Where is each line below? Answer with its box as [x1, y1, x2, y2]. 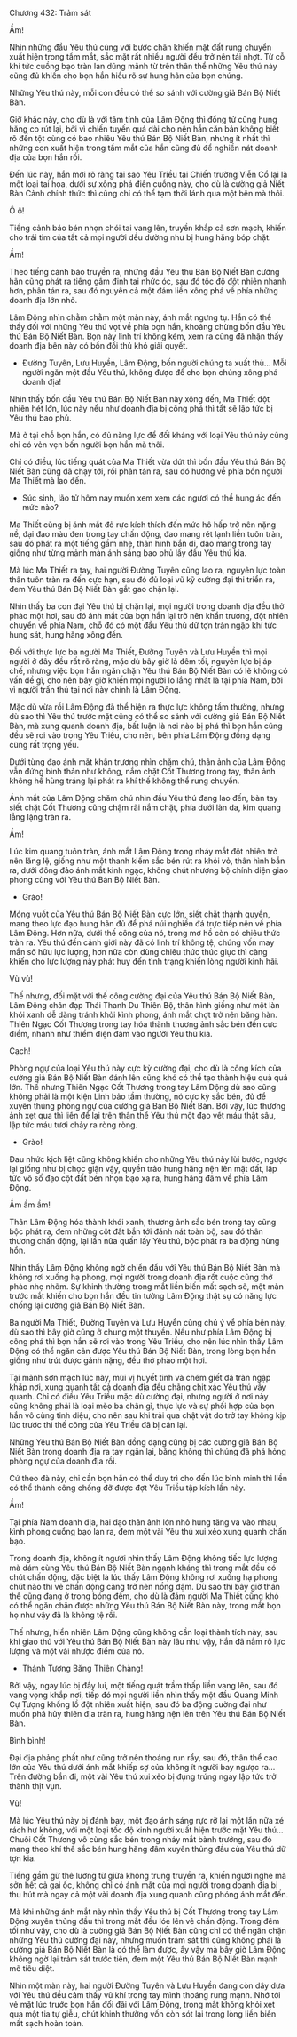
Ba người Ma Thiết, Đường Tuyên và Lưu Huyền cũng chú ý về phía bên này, [9, 1318, 286, 1327]
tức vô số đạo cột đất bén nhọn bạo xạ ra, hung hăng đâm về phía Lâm [9, 1173, 268, 1183]
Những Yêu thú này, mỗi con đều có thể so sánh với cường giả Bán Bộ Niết [9, 88, 281, 98]
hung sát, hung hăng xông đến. [9, 630, 123, 639]
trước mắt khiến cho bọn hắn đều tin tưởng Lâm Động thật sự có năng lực [9, 1291, 277, 1301]
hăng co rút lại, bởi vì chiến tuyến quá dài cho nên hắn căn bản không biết [9, 124, 280, 134]
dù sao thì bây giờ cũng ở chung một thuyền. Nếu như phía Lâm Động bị [9, 1327, 272, 1337]
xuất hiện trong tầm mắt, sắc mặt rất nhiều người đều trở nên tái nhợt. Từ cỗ [9, 52, 285, 61]
